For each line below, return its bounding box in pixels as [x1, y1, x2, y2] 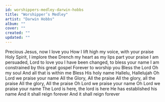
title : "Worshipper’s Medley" [5, 12, 68, 17]
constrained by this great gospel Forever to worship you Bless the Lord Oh [5, 64, 158, 70]
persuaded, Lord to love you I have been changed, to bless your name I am [5, 59, 159, 65]
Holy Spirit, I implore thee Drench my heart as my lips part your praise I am [5, 54, 159, 60]
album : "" [5, 21, 26, 26]
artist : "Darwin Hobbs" [5, 16, 55, 21]
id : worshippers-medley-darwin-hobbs [5, 7, 84, 12]
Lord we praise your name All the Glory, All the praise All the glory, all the [5, 75, 155, 81]
